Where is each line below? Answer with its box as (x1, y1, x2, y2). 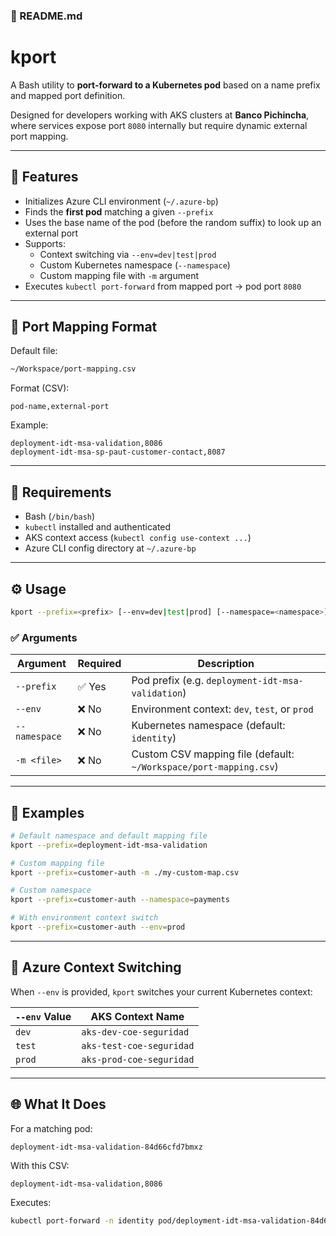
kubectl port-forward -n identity (10, 1215, 155, 1226)
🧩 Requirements (10, 484, 112, 501)
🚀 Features (10, 169, 79, 186)
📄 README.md (10, 9, 83, 23)
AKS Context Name (90, 1009, 185, 1023)
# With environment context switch (10, 913, 159, 923)
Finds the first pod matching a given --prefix (24, 205, 214, 218)
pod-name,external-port (10, 402, 110, 412)
